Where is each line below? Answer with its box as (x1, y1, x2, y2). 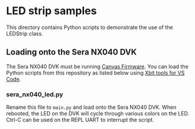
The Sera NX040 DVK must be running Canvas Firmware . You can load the (6, 63, 188, 70)
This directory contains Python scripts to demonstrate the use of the (6, 24, 173, 31)
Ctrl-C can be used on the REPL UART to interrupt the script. (6, 117, 154, 124)
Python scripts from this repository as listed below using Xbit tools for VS (6, 69, 185, 76)
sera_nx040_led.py (6, 90, 63, 98)
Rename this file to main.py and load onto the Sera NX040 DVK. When (6, 104, 177, 111)
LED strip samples (6, 4, 97, 18)
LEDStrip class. (6, 30, 43, 37)
